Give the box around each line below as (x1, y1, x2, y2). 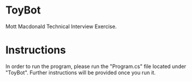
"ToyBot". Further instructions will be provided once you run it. (5, 69, 156, 76)
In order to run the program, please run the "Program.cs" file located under (5, 63, 187, 70)
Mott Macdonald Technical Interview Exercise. (5, 23, 117, 30)
